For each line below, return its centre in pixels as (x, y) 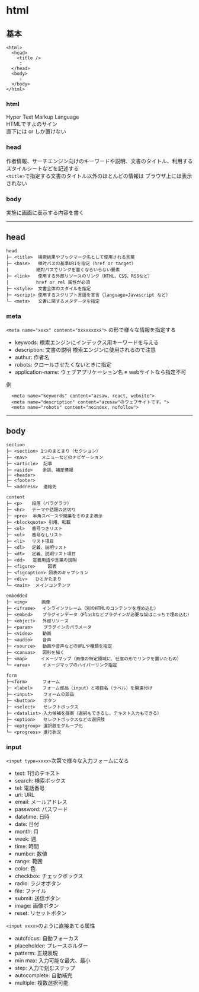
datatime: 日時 (32, 817)
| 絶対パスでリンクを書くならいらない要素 (63, 270)
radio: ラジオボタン (38, 883)
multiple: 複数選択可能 (42, 983)
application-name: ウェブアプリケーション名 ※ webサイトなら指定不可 (100, 372)
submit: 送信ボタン (38, 898)
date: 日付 (27, 824)
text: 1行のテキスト (37, 773)
